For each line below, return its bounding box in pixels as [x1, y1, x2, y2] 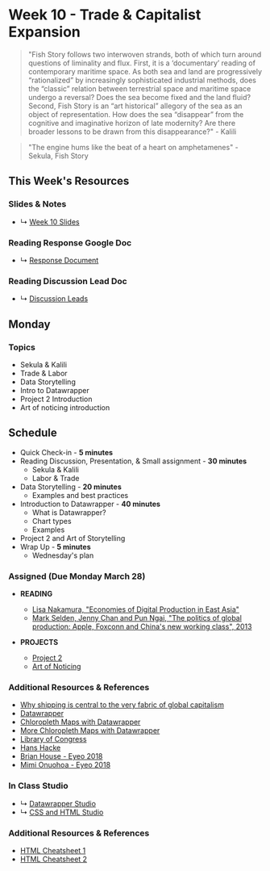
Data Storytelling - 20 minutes [19, 482, 123, 492]
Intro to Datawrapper [19, 385, 90, 395]
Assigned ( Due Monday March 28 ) [8, 571, 146, 582]
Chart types [31, 516, 72, 526]
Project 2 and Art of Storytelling [19, 533, 126, 542]
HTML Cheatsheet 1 [19, 845, 86, 855]
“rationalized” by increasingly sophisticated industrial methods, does [27, 75, 256, 85]
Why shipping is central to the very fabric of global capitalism [19, 700, 224, 710]
